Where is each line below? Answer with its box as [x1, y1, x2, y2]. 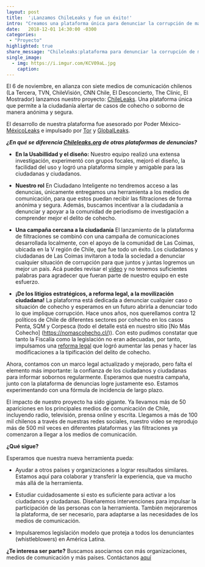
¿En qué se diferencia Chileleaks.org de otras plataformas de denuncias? [6, 139, 197, 146]
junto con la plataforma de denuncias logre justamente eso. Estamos [6, 380, 179, 387]
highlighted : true [6, 43, 53, 50]
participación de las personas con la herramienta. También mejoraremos [15, 504, 198, 511]
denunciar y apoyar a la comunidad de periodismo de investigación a [15, 208, 189, 215]
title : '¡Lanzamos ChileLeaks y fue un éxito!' [6, 15, 132, 21]
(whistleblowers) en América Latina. [15, 536, 106, 543]
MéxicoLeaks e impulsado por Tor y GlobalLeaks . [6, 127, 131, 135]
